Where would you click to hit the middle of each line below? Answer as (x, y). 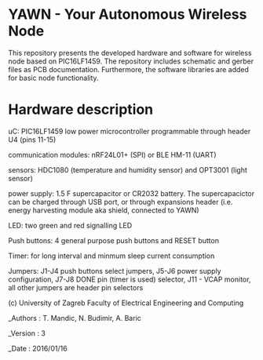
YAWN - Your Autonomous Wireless (128, 15)
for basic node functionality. (54, 78)
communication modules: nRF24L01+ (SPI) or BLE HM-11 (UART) (113, 155)
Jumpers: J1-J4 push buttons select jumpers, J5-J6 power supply (115, 271)
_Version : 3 (27, 333)
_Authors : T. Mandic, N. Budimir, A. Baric (75, 318)
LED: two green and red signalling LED (70, 225)
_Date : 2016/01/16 (38, 348)
